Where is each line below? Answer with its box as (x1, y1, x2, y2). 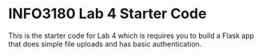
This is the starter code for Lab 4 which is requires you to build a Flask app (8, 31, 255, 40)
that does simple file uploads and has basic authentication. (8, 39, 202, 48)
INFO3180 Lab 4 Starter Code (8, 5, 207, 23)
